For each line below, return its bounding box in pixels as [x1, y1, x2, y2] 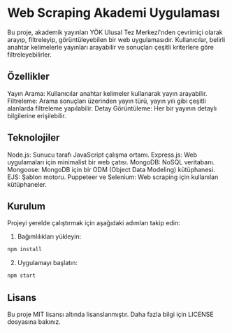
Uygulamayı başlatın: [17, 259, 78, 267]
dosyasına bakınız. [7, 317, 61, 326]
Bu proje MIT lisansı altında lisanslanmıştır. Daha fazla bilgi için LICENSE [7, 310, 215, 318]
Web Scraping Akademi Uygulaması [7, 5, 220, 21]
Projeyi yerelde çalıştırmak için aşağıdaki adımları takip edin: [7, 219, 180, 227]
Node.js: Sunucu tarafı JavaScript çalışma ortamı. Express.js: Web [7, 150, 198, 159]
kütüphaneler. [7, 180, 47, 188]
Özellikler [7, 71, 50, 83]
